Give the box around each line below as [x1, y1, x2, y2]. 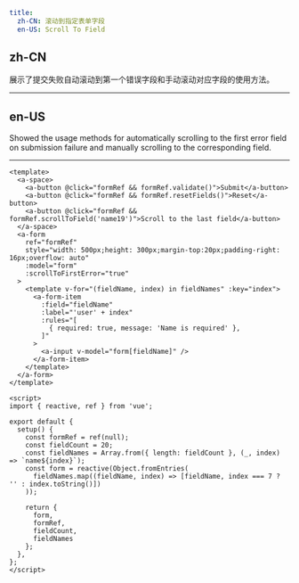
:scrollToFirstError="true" [25, 269, 129, 278]
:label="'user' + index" [41, 308, 133, 317]
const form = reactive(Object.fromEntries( [25, 464, 190, 473]
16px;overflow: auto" [9, 254, 90, 263]
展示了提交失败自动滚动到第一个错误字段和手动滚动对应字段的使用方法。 [9, 74, 274, 85]
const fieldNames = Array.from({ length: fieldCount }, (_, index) [25, 448, 280, 458]
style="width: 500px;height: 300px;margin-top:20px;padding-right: [25, 246, 280, 255]
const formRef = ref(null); [25, 433, 129, 442]
